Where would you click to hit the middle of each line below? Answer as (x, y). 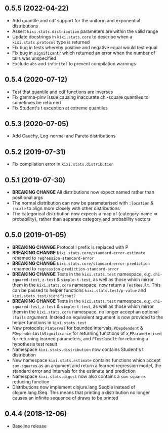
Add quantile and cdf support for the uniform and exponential (76, 20)
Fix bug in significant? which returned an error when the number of (83, 53)
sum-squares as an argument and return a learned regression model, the (87, 365)
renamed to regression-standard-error (53, 258)
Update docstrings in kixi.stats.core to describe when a (72, 36)
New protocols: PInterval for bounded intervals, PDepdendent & (78, 328)
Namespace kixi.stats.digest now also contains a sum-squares (79, 376)
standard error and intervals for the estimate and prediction (74, 371)
